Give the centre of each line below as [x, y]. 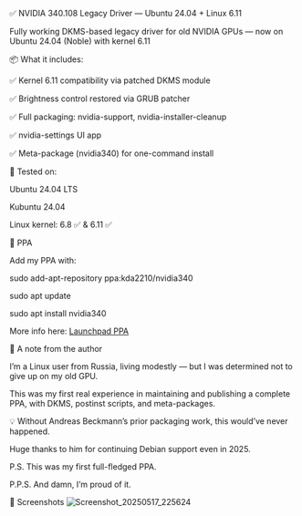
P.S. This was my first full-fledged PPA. [83, 467]
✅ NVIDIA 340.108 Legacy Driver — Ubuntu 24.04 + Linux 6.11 [125, 13]
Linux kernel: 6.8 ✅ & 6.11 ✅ [61, 224]
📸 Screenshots [37, 502]
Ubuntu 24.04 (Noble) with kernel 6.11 [80, 41]
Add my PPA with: [43, 260]
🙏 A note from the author [56, 349]
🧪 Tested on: [33, 171]
